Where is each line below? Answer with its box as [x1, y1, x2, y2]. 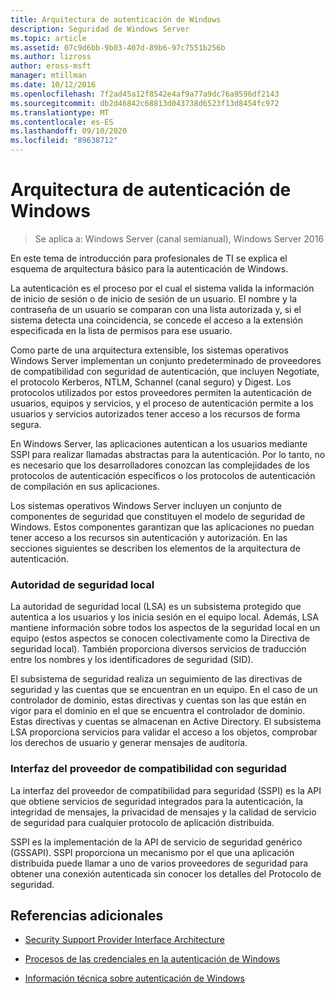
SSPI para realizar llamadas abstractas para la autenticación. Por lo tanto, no [10, 448, 326, 460]
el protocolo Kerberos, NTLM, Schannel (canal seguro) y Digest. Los [10, 376, 292, 388]
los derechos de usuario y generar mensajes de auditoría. [10, 737, 248, 749]
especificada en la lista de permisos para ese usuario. [10, 324, 233, 336]
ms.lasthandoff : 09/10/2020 [10, 126, 128, 136]
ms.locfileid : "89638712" [10, 136, 118, 146]
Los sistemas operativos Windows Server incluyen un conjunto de [10, 499, 282, 511]
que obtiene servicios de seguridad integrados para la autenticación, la [10, 795, 304, 807]
